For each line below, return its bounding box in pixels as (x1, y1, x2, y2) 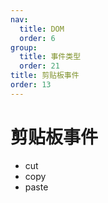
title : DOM (19, 24, 65, 34)
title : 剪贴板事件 (10, 71, 80, 81)
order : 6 (19, 33, 56, 43)
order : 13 (10, 80, 52, 90)
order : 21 (19, 61, 60, 71)
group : (10, 42, 38, 53)
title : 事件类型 (19, 52, 82, 62)
